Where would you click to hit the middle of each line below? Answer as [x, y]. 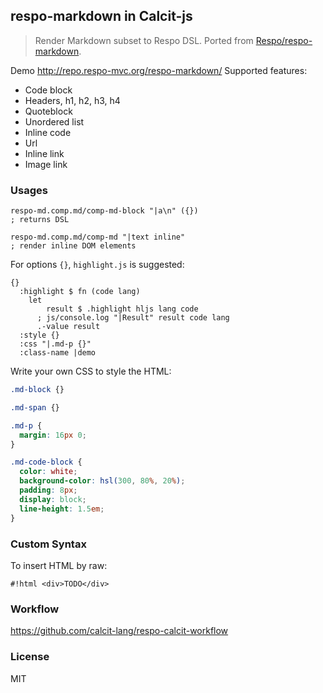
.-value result [68, 327]
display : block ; [53, 499]
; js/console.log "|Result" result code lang [133, 318]
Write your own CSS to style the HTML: [91, 371]
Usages [29, 190]
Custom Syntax [48, 544]
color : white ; [48, 472]
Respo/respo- [284, 40]
